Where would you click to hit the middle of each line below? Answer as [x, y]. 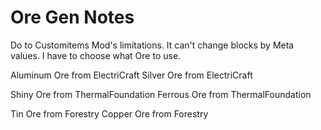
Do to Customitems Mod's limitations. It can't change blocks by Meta [152, 45]
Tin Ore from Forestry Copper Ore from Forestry [109, 113]
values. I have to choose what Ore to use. [96, 55]
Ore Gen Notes [72, 17]
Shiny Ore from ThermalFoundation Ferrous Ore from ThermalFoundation [161, 94]
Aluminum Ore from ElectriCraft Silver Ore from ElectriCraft [131, 75]
